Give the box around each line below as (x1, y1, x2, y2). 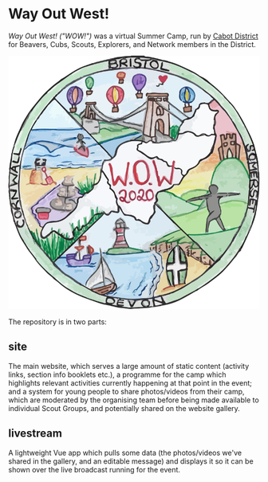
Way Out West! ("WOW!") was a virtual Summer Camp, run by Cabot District (8, 31, 258, 41)
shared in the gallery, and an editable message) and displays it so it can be (8, 456, 254, 466)
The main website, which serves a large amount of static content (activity (8, 361, 250, 370)
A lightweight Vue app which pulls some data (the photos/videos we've (8, 448, 242, 457)
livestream (8, 427, 62, 441)
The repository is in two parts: (8, 316, 108, 327)
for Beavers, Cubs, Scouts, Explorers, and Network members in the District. (8, 39, 257, 49)
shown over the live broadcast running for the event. (8, 464, 181, 474)
